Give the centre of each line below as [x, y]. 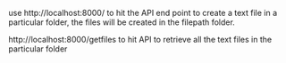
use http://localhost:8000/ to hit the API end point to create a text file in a [143, 13]
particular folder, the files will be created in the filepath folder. [122, 22]
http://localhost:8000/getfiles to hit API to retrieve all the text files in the [140, 39]
